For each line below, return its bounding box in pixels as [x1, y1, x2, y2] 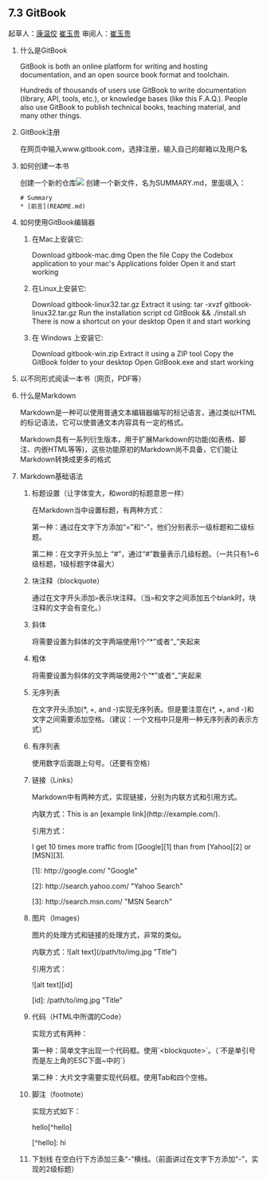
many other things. [19, 111, 82, 120]
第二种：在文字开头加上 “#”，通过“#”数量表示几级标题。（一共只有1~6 [31, 549, 259, 559]
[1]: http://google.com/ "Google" [31, 865, 138, 875]
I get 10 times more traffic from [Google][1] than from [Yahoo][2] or [31, 842, 252, 851]
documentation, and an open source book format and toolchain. [19, 69, 230, 79]
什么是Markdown [19, 390, 77, 400]
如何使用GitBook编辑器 [19, 217, 96, 226]
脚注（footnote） [31, 1089, 88, 1099]
